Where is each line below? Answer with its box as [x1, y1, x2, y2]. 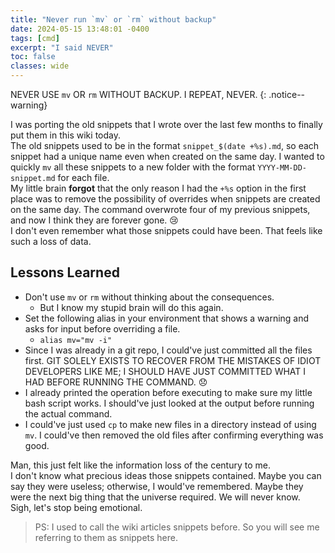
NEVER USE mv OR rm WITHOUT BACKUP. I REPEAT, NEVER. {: [10, 89, 267, 100]
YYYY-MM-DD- [257, 163, 307, 173]
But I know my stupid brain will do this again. [39, 301, 224, 313]
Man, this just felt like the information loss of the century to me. [10, 459, 271, 471]
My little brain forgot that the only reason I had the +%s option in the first [10, 182, 307, 194]
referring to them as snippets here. [34, 531, 179, 543]
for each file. [57, 172, 110, 183]
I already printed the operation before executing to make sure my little [24, 386, 313, 398]
